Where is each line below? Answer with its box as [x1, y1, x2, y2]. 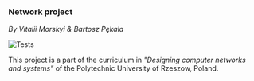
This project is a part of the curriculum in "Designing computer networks [8, 55, 247, 65]
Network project [8, 6, 73, 17]
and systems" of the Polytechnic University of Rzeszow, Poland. [8, 64, 219, 73]
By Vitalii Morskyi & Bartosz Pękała [8, 25, 124, 34]
